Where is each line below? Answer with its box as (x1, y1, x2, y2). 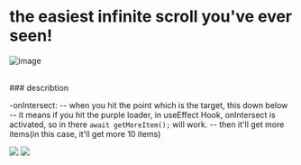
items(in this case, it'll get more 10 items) (9, 128, 161, 139)
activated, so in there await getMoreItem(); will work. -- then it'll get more (9, 119, 285, 130)
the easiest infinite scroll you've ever (9, 6, 293, 27)
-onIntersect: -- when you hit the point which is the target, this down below (9, 99, 288, 110)
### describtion (9, 82, 69, 93)
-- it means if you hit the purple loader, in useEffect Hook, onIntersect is (9, 109, 277, 120)
